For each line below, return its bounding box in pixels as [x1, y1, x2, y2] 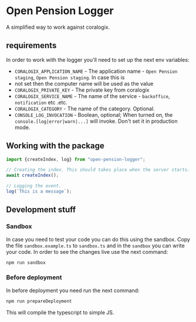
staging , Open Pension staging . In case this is [14, 73, 125, 80]
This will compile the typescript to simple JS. [6, 308, 114, 316]
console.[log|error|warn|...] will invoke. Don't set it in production [14, 118, 178, 125]
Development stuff [6, 204, 76, 215]
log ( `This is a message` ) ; [6, 189, 72, 194]
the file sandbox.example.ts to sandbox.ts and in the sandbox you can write [6, 242, 185, 249]
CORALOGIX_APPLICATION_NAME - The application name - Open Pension [14, 68, 178, 75]
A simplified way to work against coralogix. [6, 24, 110, 31]
